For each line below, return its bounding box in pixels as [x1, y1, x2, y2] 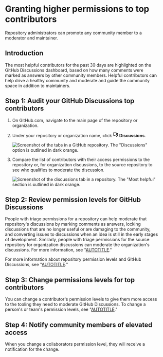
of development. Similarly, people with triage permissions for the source [5, 237, 150, 243]
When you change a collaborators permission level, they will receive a [5, 341, 145, 347]
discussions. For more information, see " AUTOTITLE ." [5, 247, 112, 253]
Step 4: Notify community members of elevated [5, 321, 152, 329]
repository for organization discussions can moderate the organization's [5, 242, 150, 248]
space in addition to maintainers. [5, 83, 71, 89]
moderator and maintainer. [5, 35, 58, 41]
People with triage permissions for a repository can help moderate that [5, 216, 147, 222]
